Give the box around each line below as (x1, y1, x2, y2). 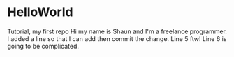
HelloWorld (7, 4, 73, 20)
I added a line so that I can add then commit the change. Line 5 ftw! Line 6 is (7, 34, 227, 42)
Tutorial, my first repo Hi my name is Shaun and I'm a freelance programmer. (7, 27, 227, 35)
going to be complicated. (7, 42, 79, 50)
